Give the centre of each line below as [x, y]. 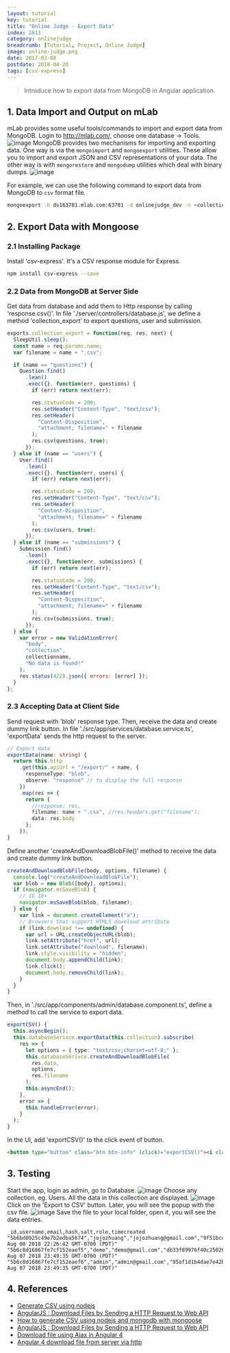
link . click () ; [46, 966]
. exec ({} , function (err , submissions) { [84, 562]
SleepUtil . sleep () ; [41, 339]
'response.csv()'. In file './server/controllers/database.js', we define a [104, 313]
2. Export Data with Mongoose [73, 227]
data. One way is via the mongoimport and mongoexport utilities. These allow [112, 150]
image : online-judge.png [42, 52]
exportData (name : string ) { [47, 755]
